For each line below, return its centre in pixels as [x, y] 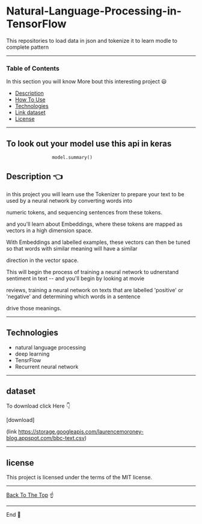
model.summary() [72, 158]
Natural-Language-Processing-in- [94, 11]
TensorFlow [36, 24]
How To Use [30, 100]
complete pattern [28, 47]
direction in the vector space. [43, 260]
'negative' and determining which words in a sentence [73, 296]
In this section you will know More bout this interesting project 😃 [87, 81]
